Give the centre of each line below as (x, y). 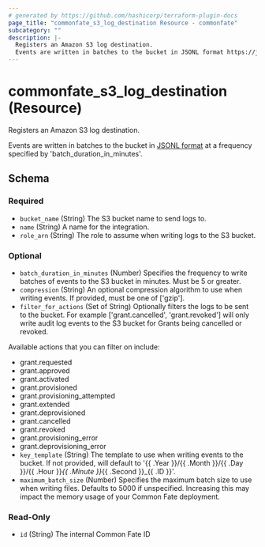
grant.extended (45, 404)
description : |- (35, 38)
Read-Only (30, 517)
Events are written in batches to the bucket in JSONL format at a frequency (130, 145)
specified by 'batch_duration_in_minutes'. (76, 153)
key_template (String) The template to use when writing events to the (131, 455)
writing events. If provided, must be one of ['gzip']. (102, 298)
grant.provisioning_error (59, 438)
